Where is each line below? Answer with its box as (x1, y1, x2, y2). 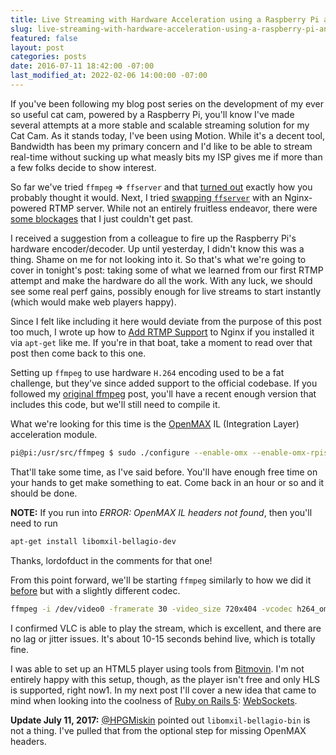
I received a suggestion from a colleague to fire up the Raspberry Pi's (10, 232, 297, 244)
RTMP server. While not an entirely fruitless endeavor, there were (48, 202, 318, 214)
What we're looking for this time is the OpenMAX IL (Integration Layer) (10, 417, 300, 430)
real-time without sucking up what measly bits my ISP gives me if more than (10, 151, 323, 163)
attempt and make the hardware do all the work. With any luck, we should (10, 274, 313, 286)
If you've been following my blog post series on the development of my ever (10, 97, 324, 110)
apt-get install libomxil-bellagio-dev (10, 536, 177, 546)
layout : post (10, 42, 65, 53)
